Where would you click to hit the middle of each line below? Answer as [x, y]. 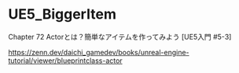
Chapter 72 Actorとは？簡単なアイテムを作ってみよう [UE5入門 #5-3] [120, 36]
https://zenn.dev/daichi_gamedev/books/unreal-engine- [99, 52]
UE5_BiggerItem [62, 14]
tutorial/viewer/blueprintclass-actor [66, 61]
